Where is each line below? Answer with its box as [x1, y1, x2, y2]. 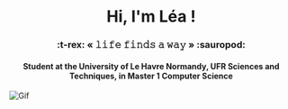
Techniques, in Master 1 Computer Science [68, 70, 234, 81]
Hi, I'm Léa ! [106, 6, 196, 27]
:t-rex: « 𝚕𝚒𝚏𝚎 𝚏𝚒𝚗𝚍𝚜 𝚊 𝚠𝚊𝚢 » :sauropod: [57, 39, 246, 51]
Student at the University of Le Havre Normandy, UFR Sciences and [22, 60, 280, 71]
